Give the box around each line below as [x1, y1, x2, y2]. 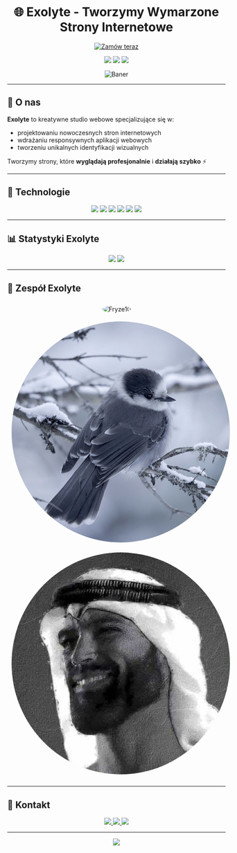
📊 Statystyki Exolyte [7, 233, 100, 245]
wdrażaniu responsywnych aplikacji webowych [17, 136, 152, 144]
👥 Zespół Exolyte [7, 282, 82, 294]
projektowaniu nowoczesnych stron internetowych [17, 128, 161, 137]
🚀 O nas [7, 96, 41, 108]
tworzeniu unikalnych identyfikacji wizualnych [17, 143, 149, 151]
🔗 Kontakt [7, 799, 51, 811]
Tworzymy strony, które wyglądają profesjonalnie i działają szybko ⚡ [7, 157, 207, 165]
